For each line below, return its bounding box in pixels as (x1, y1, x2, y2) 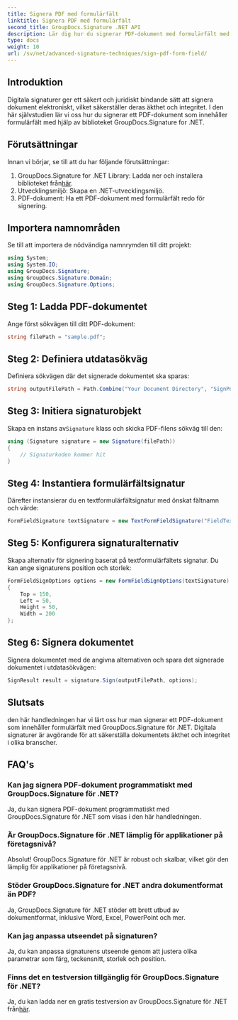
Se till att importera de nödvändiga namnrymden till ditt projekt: (7, 241, 192, 249)
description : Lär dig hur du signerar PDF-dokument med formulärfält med (7, 30, 230, 38)
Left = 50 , (20, 597, 52, 604)
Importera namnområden (7, 222, 120, 234)
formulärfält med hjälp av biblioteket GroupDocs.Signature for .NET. (7, 118, 205, 127)
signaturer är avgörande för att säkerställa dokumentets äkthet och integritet (7, 730, 230, 739)
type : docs (7, 37, 40, 44)
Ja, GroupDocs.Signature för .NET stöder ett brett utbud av (7, 906, 179, 914)
